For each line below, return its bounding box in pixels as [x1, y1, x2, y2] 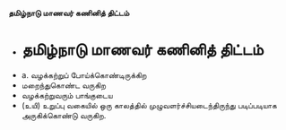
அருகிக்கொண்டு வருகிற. [21, 109, 107, 120]
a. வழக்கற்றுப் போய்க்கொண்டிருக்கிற [21, 69, 147, 80]
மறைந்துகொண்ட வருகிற [21, 80, 107, 91]
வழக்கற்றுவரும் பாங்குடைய [21, 90, 113, 100]
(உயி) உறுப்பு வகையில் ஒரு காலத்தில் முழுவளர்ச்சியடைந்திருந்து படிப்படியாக [21, 100, 277, 110]
